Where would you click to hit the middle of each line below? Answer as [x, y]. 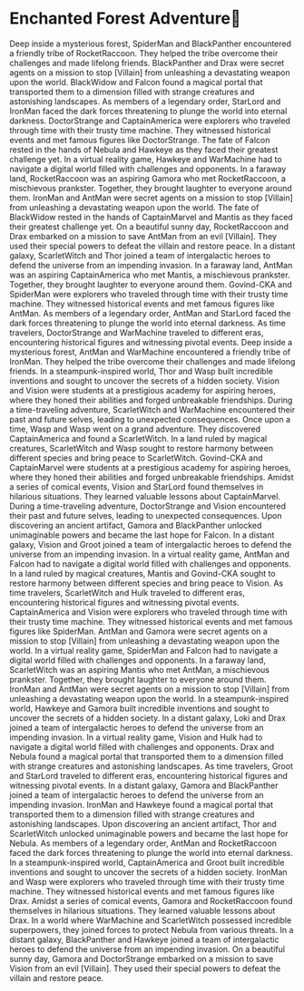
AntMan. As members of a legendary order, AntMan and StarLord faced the [150, 313]
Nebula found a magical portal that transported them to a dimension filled [147, 756]
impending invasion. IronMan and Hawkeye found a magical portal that [142, 804]
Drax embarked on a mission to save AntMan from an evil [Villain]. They [143, 236]
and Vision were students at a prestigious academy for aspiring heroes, [142, 390]
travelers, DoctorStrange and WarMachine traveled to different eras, [137, 332]
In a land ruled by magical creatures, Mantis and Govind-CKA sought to [142, 573]
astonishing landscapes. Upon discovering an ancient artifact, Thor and [143, 823]
